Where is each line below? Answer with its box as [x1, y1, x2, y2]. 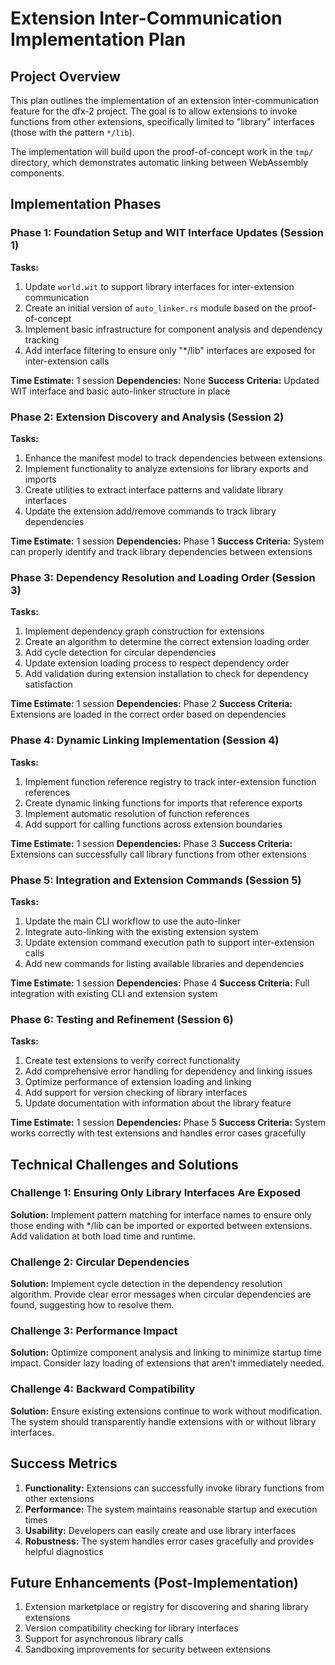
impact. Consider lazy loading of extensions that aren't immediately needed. [10, 1357, 325, 1369]
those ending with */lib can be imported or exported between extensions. [10, 1219, 313, 1231]
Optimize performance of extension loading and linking [24, 1076, 252, 1088]
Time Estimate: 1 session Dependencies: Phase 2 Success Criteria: [10, 698, 293, 710]
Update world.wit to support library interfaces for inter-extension [24, 280, 295, 292]
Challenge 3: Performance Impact [10, 1324, 178, 1338]
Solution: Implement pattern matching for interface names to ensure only [10, 1208, 312, 1221]
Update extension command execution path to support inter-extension [24, 936, 315, 948]
